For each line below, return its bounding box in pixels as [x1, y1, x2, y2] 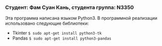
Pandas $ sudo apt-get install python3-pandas [12, 35, 112, 41]
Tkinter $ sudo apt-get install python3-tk [12, 30, 102, 36]
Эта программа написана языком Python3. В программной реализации [5, 15, 158, 21]
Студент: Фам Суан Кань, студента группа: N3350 [5, 4, 134, 11]
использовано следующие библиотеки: [5, 20, 89, 26]
